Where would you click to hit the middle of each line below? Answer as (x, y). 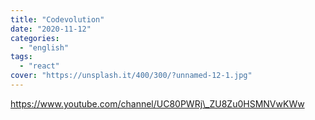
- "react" (39, 66)
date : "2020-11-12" (51, 29)
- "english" (44, 47)
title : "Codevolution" (57, 19)
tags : (21, 57)
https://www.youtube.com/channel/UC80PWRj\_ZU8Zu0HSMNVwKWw (157, 103)
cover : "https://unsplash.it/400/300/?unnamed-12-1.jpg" (131, 76)
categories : (35, 38)
